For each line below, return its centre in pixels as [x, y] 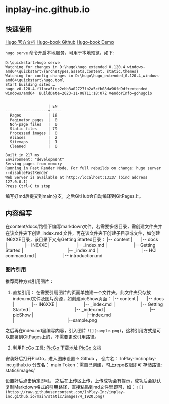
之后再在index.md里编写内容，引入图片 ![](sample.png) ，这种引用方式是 [81, 331]
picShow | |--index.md [62, 315]
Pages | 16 [34, 116]
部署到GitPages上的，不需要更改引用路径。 [54, 337]
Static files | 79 [34, 129]
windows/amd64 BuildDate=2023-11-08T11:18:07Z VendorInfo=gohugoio [79, 93]
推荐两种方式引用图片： [30, 281]
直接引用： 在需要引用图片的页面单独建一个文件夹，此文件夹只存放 [82, 292]
